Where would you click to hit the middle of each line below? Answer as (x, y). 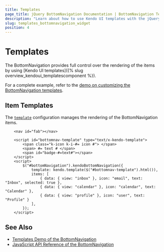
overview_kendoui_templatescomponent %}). (51, 76)
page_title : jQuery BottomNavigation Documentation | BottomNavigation (79, 14)
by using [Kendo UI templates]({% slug (44, 71)
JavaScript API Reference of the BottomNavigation (63, 244)
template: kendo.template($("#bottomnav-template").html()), (95, 170)
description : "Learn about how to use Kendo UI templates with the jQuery (83, 19)
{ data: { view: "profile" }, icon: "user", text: (92, 195)
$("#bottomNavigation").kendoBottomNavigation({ (73, 165)
